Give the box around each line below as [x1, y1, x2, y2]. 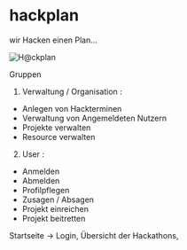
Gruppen [9, 68, 42, 80]
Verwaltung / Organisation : [21, 86, 122, 97]
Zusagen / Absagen [21, 194, 95, 205]
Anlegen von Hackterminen [21, 103, 122, 113]
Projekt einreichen [21, 203, 90, 214]
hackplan [9, 5, 80, 26]
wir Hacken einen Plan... [9, 35, 97, 45]
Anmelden [21, 166, 60, 176]
